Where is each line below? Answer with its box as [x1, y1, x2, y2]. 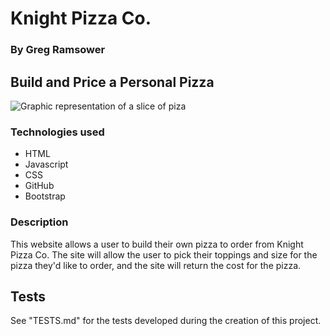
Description [10, 215, 69, 229]
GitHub [24, 180, 55, 192]
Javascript [24, 158, 69, 171]
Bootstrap [24, 190, 66, 202]
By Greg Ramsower [10, 43, 106, 57]
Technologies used [10, 125, 105, 139]
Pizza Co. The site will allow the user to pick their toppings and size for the [10, 248, 318, 261]
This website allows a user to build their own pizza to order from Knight [10, 238, 304, 250]
